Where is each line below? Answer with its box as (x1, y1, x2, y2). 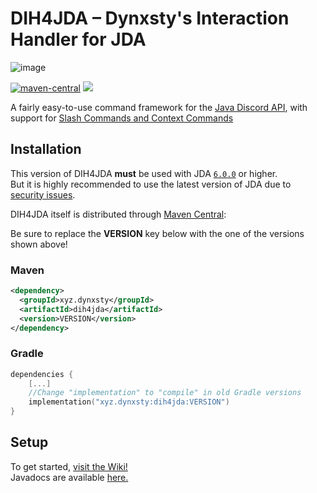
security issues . (10, 188, 76, 201)
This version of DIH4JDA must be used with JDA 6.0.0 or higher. (10, 167, 278, 179)
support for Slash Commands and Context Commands (10, 112, 234, 124)
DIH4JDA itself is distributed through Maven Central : (10, 208, 227, 220)
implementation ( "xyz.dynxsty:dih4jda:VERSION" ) (28, 397, 230, 407)
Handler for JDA (10, 28, 147, 51)
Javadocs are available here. (10, 471, 129, 483)
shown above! (10, 238, 68, 250)
